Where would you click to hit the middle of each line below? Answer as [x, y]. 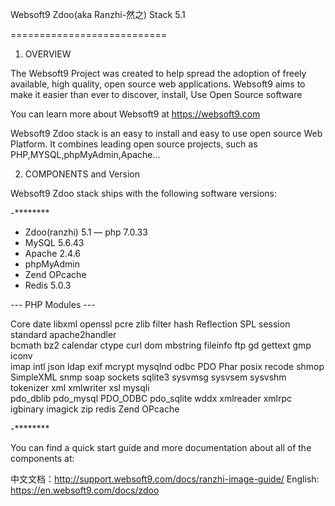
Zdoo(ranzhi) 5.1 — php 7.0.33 [86, 232]
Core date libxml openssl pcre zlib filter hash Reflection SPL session [150, 324]
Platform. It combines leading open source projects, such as [134, 144]
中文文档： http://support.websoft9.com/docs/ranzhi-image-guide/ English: [165, 479]
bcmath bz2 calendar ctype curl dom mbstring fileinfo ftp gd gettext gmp [161, 345]
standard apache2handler [63, 334]
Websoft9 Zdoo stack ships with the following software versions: [144, 193]
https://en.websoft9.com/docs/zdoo [85, 490]
